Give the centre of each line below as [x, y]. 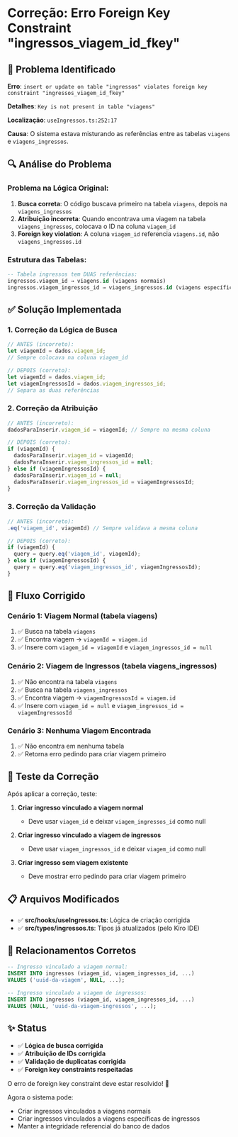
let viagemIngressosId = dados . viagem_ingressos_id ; [87, 383]
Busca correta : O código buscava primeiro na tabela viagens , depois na [123, 203]
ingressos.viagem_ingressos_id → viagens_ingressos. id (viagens [104, 287]
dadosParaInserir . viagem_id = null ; [68, 475]
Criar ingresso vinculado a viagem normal [80, 807]
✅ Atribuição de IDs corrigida [62, 1053]
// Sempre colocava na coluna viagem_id [68, 358]
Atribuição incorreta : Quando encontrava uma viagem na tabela [112, 218]
